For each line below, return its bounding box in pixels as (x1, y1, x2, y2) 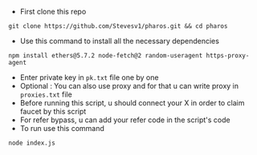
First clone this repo (19, 7, 87, 16)
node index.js (8, 139, 56, 147)
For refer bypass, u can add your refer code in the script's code (19, 115, 230, 125)
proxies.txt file (19, 89, 72, 99)
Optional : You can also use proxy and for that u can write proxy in (19, 81, 239, 90)
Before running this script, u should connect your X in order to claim (19, 98, 245, 107)
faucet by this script (19, 107, 87, 116)
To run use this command (19, 124, 104, 133)
